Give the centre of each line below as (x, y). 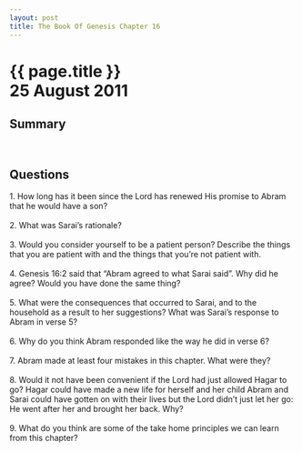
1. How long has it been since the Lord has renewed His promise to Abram (148, 196)
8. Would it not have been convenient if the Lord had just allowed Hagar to (148, 380)
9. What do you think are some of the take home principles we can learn (144, 428)
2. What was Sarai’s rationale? (66, 226)
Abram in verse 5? (44, 322)
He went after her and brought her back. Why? (96, 409)
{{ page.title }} (65, 71)
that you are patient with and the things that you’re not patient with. (136, 255)
